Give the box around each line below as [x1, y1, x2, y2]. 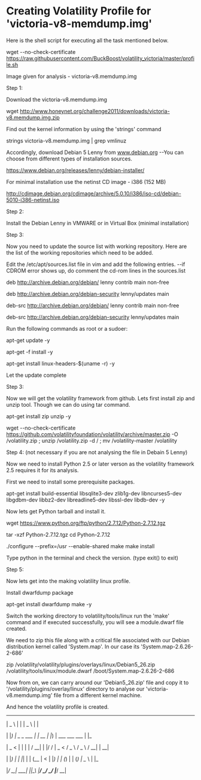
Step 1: [6, 84, 23, 91]
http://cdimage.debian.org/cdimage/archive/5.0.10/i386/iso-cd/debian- [6, 190, 181, 197]
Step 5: [6, 566, 24, 573]
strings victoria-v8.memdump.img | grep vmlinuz [6, 137, 127, 144]
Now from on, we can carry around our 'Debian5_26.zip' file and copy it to [6, 679, 189, 686]
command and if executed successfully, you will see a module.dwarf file [6, 618, 184, 625]
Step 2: [6, 208, 24, 215]
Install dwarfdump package [6, 589, 74, 596]
